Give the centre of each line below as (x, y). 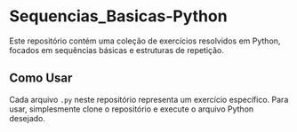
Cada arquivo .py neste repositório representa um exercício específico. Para (149, 99)
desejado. (28, 118)
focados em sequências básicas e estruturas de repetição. (117, 50)
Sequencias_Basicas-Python (119, 16)
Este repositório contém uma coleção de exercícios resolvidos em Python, (145, 41)
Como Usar (41, 78)
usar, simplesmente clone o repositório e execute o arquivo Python (132, 109)
